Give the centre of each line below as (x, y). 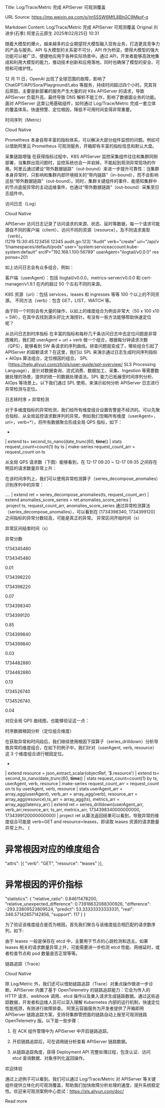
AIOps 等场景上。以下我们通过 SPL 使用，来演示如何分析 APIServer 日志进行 (82, 383)
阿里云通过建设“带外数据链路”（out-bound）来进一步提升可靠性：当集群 (86, 169)
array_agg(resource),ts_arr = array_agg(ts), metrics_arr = (62, 799)
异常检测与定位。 (22, 389)
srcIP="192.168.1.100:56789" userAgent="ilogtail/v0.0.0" (95, 252)
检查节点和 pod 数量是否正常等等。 (44, 953)
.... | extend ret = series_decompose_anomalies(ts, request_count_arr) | (77, 495)
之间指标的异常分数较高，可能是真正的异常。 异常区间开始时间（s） (74, 518)
